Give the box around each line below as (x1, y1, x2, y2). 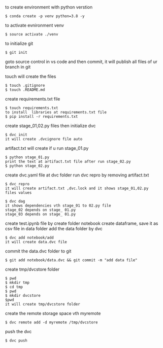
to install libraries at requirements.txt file (5, 110, 107, 115)
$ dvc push (5, 338, 28, 343)
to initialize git (5, 40, 33, 46)
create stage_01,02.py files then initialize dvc (5, 123, 96, 129)
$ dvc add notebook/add (5, 235, 54, 240)
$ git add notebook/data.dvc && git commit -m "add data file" (5, 258, 138, 263)
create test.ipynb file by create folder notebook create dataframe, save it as (5, 220, 159, 226)
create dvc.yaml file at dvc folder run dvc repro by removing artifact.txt (5, 172, 149, 178)
